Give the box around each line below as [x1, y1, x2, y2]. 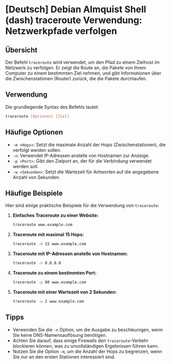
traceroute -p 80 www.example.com [12, 280, 86, 285]
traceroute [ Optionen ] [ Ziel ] [5, 113, 70, 119]
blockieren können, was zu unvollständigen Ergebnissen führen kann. [12, 343, 159, 349]
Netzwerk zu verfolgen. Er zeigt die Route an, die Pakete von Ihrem [5, 65, 146, 71]
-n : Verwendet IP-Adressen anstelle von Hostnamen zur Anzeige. [12, 152, 150, 158]
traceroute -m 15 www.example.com [12, 241, 86, 246]
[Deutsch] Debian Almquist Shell [5, 4, 146, 15]
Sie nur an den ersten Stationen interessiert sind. [12, 354, 116, 360]
